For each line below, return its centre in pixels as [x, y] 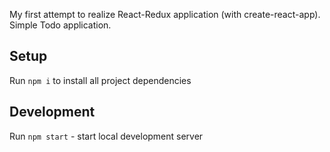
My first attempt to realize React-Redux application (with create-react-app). [165, 14]
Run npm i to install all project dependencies [100, 80]
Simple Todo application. [60, 25]
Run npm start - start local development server [106, 136]
